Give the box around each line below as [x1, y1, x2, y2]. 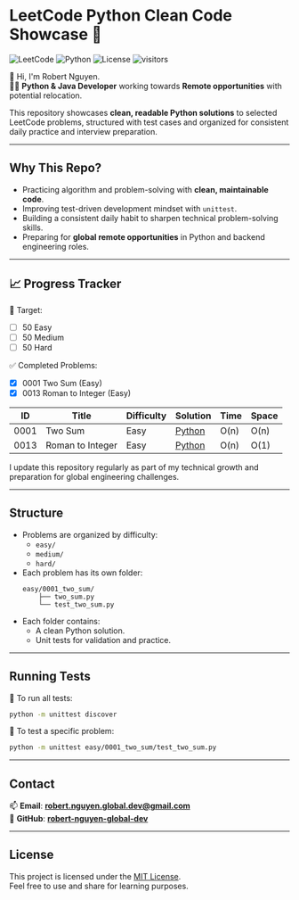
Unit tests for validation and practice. [35, 634, 172, 645]
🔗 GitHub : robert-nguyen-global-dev [9, 813, 149, 824]
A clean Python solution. [35, 625, 125, 636]
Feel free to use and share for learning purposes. [9, 880, 189, 891]
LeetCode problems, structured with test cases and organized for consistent [9, 117, 289, 128]
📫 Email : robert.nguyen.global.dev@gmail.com [9, 800, 191, 812]
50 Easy [21, 322, 53, 333]
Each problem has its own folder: [21, 567, 143, 578]
